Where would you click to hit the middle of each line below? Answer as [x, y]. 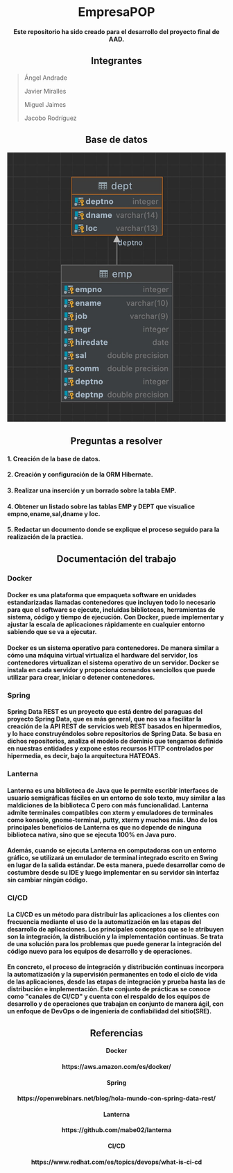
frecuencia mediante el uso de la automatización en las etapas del [104, 922]
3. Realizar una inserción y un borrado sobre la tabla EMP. [92, 490]
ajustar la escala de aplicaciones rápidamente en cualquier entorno [106, 624]
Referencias [116, 1033]
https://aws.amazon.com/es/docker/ [116, 1066]
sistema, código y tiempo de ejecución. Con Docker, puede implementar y [115, 617]
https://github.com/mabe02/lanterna [116, 1130]
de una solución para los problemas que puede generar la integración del [114, 943]
